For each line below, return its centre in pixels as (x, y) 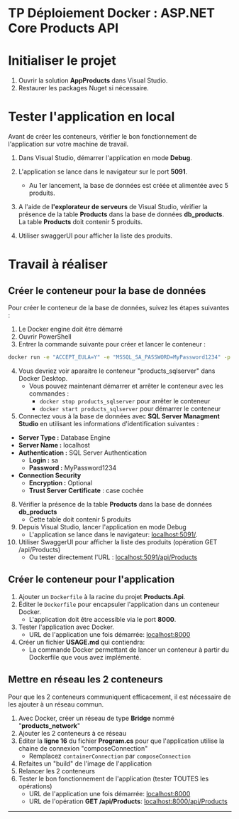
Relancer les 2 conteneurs (56, 771)
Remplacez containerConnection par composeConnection (110, 756)
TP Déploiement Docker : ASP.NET (112, 13)
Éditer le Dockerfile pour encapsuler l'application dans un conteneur (119, 604)
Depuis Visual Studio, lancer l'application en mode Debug (102, 527)
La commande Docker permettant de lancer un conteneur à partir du (129, 650)
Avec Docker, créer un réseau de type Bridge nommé (96, 718)
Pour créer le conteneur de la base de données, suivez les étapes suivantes (119, 308)
